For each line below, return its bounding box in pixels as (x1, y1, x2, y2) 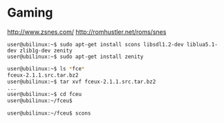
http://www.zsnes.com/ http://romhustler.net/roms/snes (7, 28, 167, 36)
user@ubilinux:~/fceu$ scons (7, 110, 91, 117)
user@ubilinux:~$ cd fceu (7, 91, 82, 98)
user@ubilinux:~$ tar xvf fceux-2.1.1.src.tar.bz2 (7, 78, 156, 85)
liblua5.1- (186, 41, 218, 48)
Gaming (7, 5, 53, 21)
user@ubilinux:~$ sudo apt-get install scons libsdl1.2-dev (7, 41, 185, 48)
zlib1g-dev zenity (19, 47, 73, 54)
